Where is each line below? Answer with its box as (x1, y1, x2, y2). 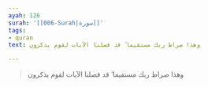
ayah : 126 (8, 11, 41, 20)
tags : (8, 26, 26, 34)
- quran (8, 33, 34, 42)
